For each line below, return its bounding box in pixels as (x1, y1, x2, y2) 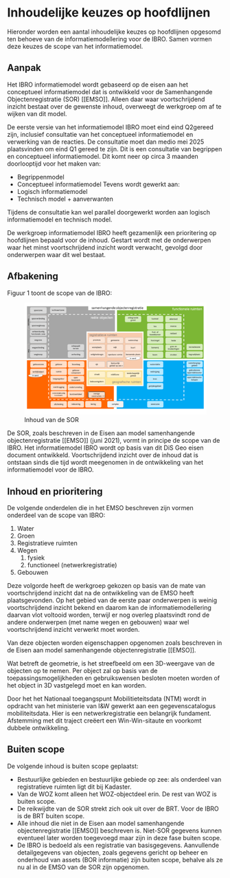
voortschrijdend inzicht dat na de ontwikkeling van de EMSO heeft (7, 589, 194, 597)
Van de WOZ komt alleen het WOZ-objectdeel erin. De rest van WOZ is (16, 789, 218, 798)
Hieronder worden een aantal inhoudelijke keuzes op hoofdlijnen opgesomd (7, 28, 221, 36)
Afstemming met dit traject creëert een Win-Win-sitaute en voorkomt (7, 716, 202, 725)
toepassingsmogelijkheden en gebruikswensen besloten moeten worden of (7, 674, 220, 682)
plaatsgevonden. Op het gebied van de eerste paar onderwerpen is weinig (7, 596, 218, 604)
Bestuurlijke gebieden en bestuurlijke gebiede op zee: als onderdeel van (16, 775, 222, 783)
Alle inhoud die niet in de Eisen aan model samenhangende (16, 819, 185, 827)
